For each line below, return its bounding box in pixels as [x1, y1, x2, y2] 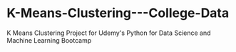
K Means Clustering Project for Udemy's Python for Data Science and [6, 28, 211, 37]
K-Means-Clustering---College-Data [6, 5, 230, 21]
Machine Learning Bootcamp [6, 36, 92, 44]
